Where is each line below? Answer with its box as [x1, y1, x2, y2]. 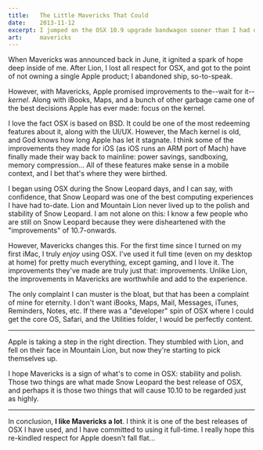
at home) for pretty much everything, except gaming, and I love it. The [8, 258, 235, 267]
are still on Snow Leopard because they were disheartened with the [8, 218, 226, 227]
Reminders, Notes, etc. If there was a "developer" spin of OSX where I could [8, 306, 254, 316]
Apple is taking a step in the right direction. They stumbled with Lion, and [8, 337, 244, 346]
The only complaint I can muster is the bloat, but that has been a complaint [8, 290, 249, 299]
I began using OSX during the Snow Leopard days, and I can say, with [8, 184, 233, 193]
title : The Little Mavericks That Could [8, 11, 149, 20]
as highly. [8, 394, 39, 404]
